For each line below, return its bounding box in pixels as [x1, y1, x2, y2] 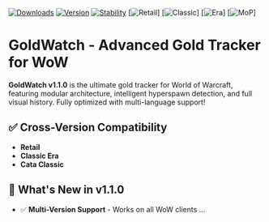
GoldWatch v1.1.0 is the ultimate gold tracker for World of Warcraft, [8, 79, 233, 89]
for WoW [8, 53, 69, 72]
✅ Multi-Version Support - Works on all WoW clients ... [19, 204, 206, 214]
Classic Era [19, 151, 59, 160]
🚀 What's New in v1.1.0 [8, 183, 125, 197]
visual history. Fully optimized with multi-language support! [8, 97, 206, 107]
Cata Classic [19, 159, 64, 169]
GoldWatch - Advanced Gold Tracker [8, 36, 261, 54]
